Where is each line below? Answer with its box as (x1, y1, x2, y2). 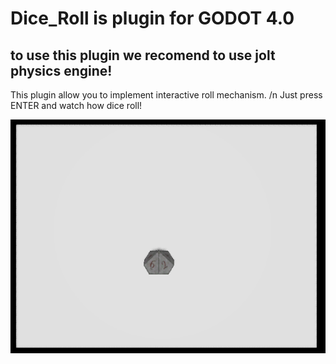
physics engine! (10, 62, 113, 79)
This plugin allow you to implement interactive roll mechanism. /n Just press (10, 89, 323, 101)
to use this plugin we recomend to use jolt (10, 47, 276, 64)
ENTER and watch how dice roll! (10, 100, 143, 111)
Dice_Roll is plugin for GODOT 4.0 (10, 7, 295, 30)
